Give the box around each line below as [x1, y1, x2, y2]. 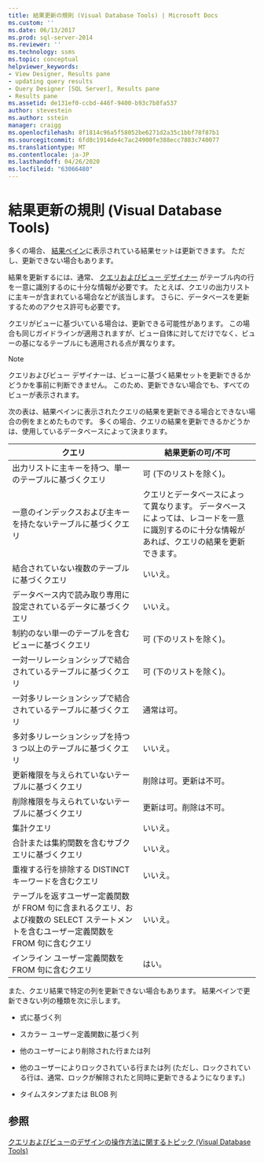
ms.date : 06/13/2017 [8, 26, 76, 34]
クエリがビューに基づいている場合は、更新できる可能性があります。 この [8, 318, 244, 328]
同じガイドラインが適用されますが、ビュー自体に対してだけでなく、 [21, 328, 242, 338]
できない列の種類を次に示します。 [14, 995, 125, 1005]
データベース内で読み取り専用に [12, 589, 130, 600]
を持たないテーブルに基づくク [12, 518, 123, 529]
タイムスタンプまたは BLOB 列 [19, 1089, 118, 1098]
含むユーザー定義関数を [27, 926, 115, 937]
